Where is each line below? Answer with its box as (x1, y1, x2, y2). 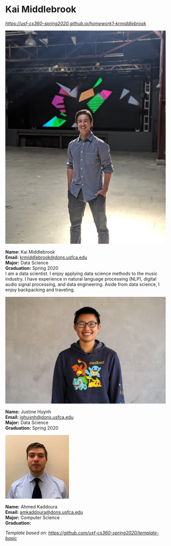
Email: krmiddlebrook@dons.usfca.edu (5, 254, 88, 260)
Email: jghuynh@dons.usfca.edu (5, 414, 74, 420)
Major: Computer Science (5, 514, 60, 521)
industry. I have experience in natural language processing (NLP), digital (5, 276, 157, 282)
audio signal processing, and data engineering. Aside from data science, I (5, 281, 160, 288)
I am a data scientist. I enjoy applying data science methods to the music (5, 270, 158, 277)
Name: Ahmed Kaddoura (5, 504, 58, 510)
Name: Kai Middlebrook (5, 249, 55, 255)
